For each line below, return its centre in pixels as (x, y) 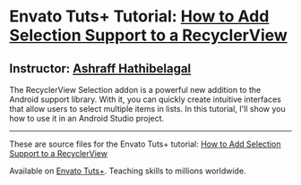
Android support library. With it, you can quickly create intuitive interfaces (146, 99)
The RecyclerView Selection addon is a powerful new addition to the (135, 90)
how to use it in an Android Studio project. (87, 118)
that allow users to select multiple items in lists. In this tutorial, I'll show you (147, 109)
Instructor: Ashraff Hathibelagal (100, 68)
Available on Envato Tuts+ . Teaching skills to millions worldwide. (128, 171)
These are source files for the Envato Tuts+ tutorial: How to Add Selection (145, 144)
